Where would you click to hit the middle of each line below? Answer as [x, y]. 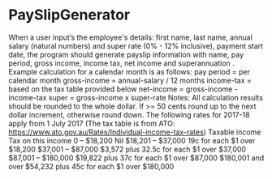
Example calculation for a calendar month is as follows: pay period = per [129, 71]
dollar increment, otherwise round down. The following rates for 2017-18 [129, 114]
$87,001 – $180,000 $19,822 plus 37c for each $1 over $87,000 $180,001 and [136, 158]
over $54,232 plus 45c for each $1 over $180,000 [91, 166]
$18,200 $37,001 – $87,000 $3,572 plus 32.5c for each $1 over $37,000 [127, 149]
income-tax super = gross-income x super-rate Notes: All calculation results [136, 97]
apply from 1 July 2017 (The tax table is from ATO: [92, 123]
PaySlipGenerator [69, 15]
